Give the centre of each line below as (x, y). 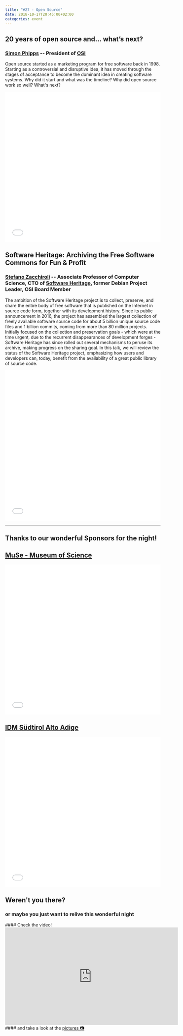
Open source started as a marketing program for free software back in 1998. (83, 64)
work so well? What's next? (33, 85)
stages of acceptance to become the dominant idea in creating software (78, 74)
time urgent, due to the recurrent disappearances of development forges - (81, 337)
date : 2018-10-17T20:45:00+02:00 (39, 14)
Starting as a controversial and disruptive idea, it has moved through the (78, 69)
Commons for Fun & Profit (46, 263)
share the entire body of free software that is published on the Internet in (79, 305)
